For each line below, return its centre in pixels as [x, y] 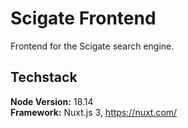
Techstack [44, 77]
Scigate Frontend [83, 18]
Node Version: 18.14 [52, 101]
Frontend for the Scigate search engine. [92, 46]
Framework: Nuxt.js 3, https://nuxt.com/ [94, 112]
